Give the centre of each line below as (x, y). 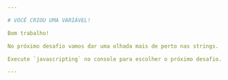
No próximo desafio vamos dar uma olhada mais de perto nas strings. (113, 46)
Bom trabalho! (29, 33)
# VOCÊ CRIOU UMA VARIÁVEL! (49, 20)
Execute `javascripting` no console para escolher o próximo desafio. (115, 59)
